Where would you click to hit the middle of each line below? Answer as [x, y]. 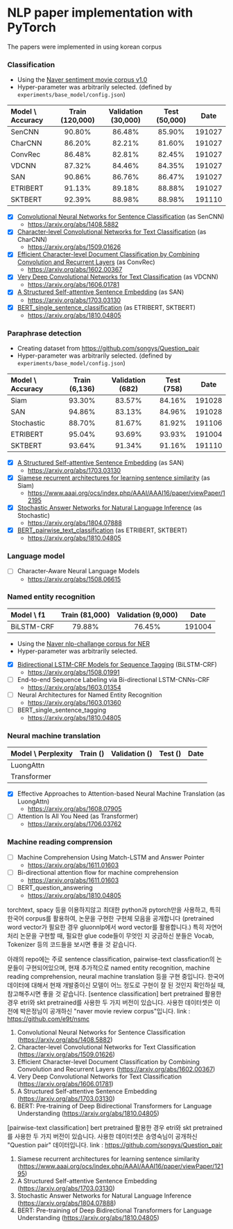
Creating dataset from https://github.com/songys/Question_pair [108, 348]
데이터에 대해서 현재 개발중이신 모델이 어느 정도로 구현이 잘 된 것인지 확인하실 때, [116, 985]
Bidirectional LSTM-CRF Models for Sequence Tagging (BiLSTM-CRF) [117, 664]
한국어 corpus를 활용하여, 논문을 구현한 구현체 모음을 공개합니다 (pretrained [111, 918]
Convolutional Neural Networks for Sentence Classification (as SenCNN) [121, 217]
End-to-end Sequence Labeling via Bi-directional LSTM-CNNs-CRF [113, 679]
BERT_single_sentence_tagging [61, 710]
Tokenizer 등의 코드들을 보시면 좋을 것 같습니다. [72, 944]
